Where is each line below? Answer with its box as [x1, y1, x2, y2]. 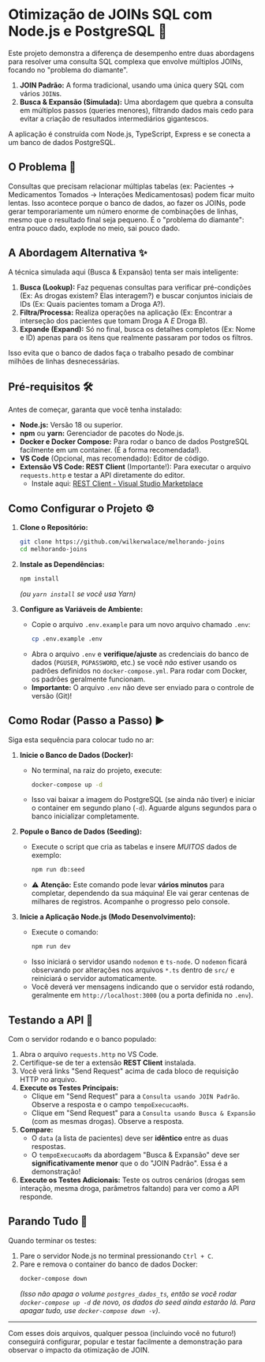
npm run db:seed [31, 866, 85, 874]
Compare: [19, 1125, 54, 1134]
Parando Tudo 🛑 [8, 1215, 88, 1228]
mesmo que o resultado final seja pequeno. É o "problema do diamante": [8, 215, 244, 224]
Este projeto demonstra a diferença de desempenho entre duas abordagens [8, 48, 255, 58]
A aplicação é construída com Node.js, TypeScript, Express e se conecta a [8, 129, 251, 139]
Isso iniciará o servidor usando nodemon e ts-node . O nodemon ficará [31, 957, 248, 967]
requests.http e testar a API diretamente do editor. [19, 471, 185, 480]
